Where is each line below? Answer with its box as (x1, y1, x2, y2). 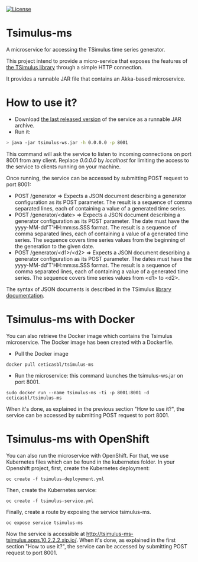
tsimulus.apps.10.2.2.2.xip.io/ (6, 537, 77, 544)
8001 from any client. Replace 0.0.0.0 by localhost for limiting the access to (6, 157, 189, 164)
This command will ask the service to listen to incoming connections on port (6, 150, 192, 157)
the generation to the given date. (14, 242, 95, 250)
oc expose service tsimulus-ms (6, 519, 83, 526)
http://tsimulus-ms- (86, 530, 134, 537)
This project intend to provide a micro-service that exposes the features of (6, 57, 188, 65)
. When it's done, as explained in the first (76, 537, 176, 544)
